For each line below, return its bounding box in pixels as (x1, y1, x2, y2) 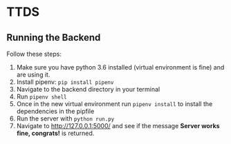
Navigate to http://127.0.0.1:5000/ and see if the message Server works (16, 122, 220, 130)
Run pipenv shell (16, 92, 67, 101)
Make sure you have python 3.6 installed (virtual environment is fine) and (16, 63, 225, 71)
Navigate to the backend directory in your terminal (16, 85, 160, 93)
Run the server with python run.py (16, 114, 115, 123)
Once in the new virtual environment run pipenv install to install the (16, 100, 213, 107)
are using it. (16, 70, 50, 79)
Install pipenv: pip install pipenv (16, 78, 114, 86)
